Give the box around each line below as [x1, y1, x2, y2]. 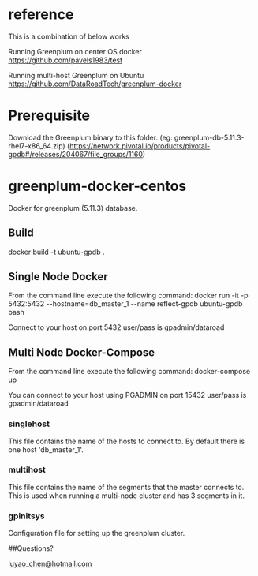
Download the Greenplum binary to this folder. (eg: [8, 133, 173, 142]
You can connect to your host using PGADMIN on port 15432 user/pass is [8, 391, 247, 400]
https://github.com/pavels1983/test [8, 55, 123, 65]
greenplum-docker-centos [8, 178, 187, 195]
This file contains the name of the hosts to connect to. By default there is [8, 436, 245, 446]
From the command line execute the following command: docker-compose [8, 367, 251, 376]
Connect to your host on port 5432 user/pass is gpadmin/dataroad [8, 323, 225, 332]
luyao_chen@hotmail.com [8, 559, 92, 569]
